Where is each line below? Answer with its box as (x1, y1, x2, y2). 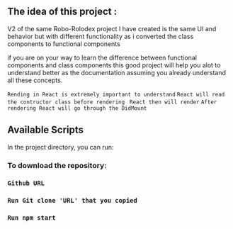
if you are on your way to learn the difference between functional (7, 53, 197, 62)
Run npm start (7, 214, 56, 222)
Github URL (7, 179, 45, 187)
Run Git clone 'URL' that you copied (7, 196, 138, 205)
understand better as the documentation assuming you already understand (7, 68, 227, 77)
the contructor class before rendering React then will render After (7, 99, 217, 106)
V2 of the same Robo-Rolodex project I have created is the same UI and (7, 24, 217, 33)
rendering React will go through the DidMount (7, 104, 147, 112)
